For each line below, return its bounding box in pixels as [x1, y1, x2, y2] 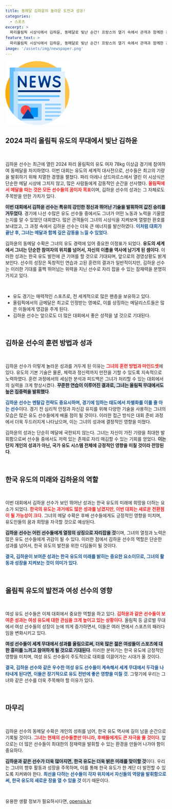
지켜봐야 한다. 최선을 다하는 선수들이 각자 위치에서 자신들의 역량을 [14, 771, 145, 777]
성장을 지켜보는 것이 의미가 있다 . [14, 560, 78, 566]
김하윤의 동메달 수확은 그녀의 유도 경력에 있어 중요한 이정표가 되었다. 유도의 [5, 240, 156, 246]
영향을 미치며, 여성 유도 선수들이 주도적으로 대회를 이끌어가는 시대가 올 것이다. [5, 653, 161, 659]
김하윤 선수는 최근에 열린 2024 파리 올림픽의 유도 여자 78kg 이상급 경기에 [5, 161, 153, 167]
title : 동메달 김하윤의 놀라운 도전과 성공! [5, 8, 86, 13]
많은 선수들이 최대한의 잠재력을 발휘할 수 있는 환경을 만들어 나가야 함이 [24, 740, 165, 747]
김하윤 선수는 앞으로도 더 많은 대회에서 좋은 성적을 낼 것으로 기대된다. [12, 312, 151, 318]
